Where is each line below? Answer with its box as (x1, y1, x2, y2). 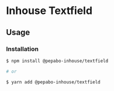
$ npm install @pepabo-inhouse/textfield (6, 58, 109, 64)
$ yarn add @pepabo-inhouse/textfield (6, 79, 101, 85)
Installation (6, 45, 39, 53)
